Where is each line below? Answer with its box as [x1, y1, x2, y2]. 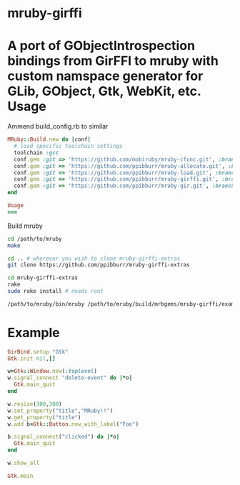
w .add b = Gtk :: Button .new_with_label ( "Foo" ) [7, 420, 139, 428]
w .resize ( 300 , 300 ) [7, 400, 62, 408]
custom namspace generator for [7, 68, 204, 84]
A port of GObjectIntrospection [7, 38, 195, 54]
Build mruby [7, 221, 43, 230]
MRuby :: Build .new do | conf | [7, 136, 91, 144]
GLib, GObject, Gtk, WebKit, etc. [7, 84, 201, 99]
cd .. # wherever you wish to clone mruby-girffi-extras [7, 255, 181, 262]
